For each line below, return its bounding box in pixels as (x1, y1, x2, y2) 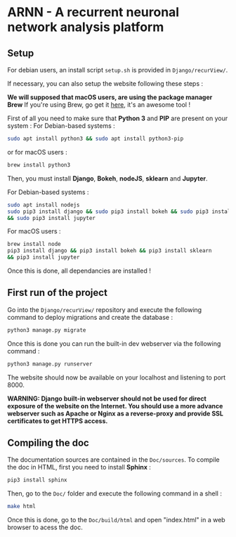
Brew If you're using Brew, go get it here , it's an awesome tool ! (7, 101, 191, 109)
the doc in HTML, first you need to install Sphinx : (7, 463, 151, 472)
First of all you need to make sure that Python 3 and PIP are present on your (7, 114, 228, 122)
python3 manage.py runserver (7, 360, 93, 368)
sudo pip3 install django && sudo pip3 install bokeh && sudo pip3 (7, 208, 209, 215)
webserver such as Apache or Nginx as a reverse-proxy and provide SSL (7, 409, 223, 418)
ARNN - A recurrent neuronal (7, 4, 180, 20)
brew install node (7, 240, 61, 248)
